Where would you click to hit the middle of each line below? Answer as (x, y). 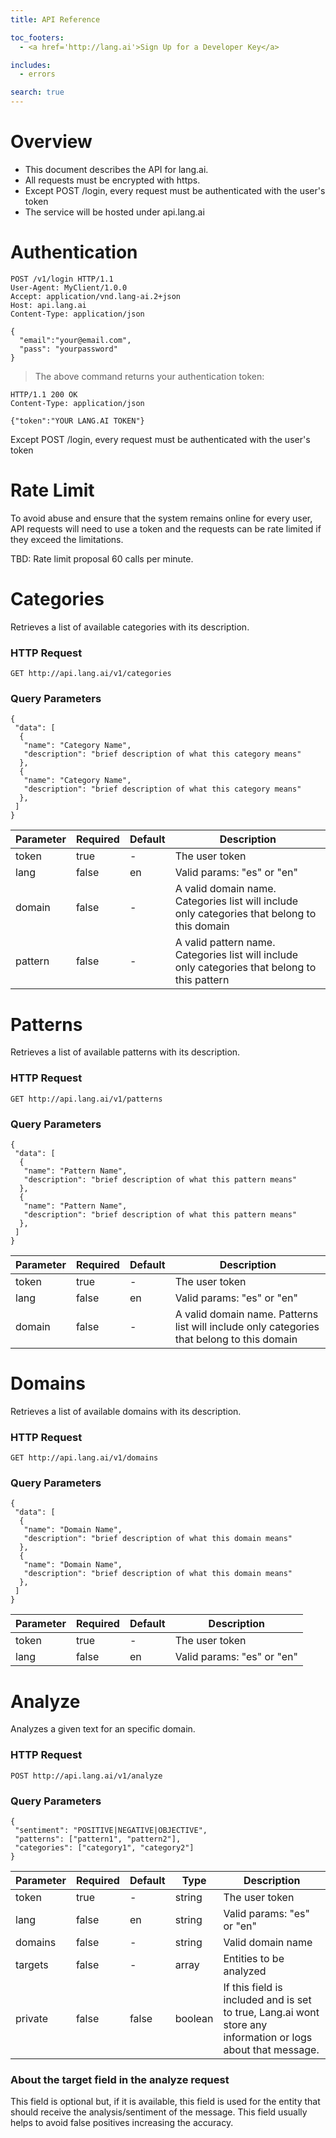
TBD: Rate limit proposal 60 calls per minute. (102, 558)
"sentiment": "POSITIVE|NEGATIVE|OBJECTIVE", (111, 1830)
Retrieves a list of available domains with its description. (126, 1411)
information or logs (268, 2037)
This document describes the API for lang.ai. (116, 169)
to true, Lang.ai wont (271, 2012)
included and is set (267, 1999)
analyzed (245, 1971)
